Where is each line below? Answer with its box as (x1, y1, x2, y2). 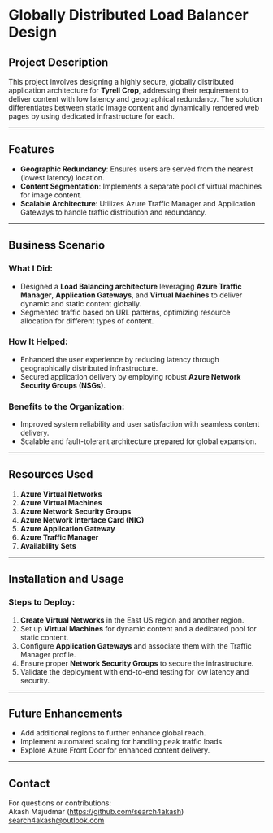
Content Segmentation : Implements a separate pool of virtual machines (19, 181, 262, 191)
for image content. (19, 189, 83, 200)
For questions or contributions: (8, 798, 112, 808)
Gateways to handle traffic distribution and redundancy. (19, 207, 207, 217)
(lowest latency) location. (19, 172, 105, 182)
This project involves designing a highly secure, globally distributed (8, 77, 234, 86)
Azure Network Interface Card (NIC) (19, 514, 145, 525)
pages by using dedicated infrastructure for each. (8, 111, 175, 121)
